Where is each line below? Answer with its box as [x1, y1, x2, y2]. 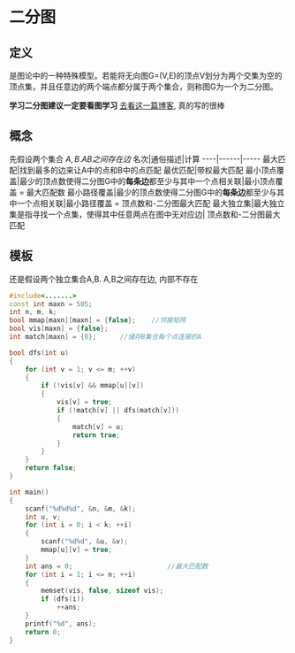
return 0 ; [25, 627, 62, 636]
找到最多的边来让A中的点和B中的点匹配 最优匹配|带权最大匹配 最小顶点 [19, 165, 277, 175]
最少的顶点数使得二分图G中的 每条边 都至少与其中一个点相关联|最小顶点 [19, 175, 276, 186]
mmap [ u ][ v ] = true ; [41, 545, 113, 554]
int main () [9, 488, 49, 496]
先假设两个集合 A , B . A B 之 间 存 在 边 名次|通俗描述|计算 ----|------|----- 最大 [9, 153, 279, 164]
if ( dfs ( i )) [41, 595, 86, 603]
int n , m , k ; [9, 308, 57, 317]
